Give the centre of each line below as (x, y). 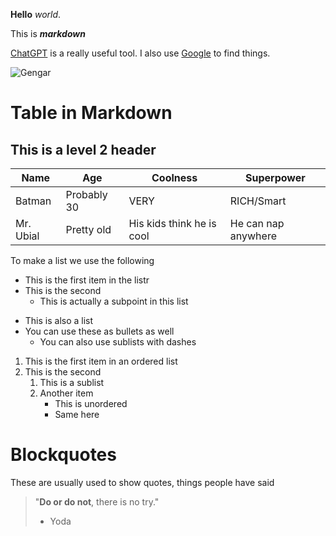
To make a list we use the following (82, 260)
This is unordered (91, 403)
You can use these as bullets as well (99, 331)
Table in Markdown (91, 113)
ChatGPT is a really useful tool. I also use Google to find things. (140, 53)
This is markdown (48, 33)
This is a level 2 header (83, 149)
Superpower (275, 177)
